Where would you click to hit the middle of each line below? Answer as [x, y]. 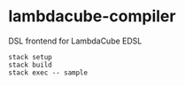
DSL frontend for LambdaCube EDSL [75, 41]
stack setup [30, 57]
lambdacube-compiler [92, 16]
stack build [30, 65]
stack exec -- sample [48, 73]
